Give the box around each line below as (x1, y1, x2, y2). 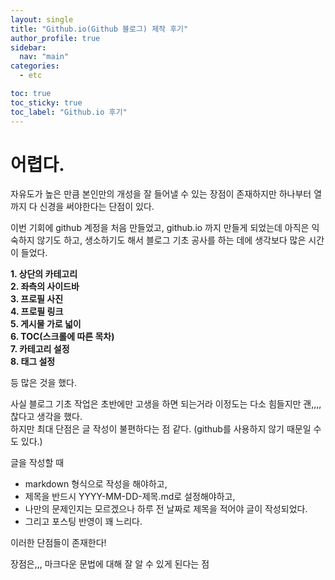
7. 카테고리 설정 (10, 343, 70, 355)
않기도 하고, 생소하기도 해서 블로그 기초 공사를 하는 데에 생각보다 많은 (36, 234, 307, 246)
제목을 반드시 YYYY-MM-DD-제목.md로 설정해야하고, (24, 491, 236, 503)
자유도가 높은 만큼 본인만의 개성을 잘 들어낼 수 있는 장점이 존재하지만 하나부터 (10, 188, 312, 200)
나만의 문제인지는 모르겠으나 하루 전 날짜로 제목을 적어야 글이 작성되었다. (24, 503, 308, 515)
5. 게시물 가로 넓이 (10, 318, 82, 330)
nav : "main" (19, 52, 70, 62)
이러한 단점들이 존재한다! (10, 537, 107, 549)
